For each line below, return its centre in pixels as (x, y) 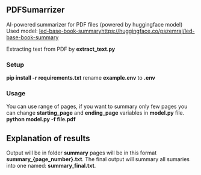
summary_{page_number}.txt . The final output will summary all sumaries (98, 159)
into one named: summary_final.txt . (51, 166)
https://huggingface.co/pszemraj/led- (148, 31)
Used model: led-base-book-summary (54, 31)
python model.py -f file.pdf (41, 119)
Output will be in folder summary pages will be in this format (82, 153)
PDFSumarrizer (36, 10)
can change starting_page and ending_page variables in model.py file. (95, 113)
